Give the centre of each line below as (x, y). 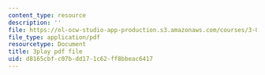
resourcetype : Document (47, 45)
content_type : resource (47, 15)
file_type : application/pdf (54, 37)
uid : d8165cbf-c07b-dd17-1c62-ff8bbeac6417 (81, 59)
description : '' (35, 23)
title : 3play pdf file (45, 52)
